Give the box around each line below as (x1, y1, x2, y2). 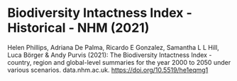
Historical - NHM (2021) (7, 20, 150, 36)
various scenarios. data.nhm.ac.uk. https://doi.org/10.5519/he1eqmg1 (7, 66, 209, 74)
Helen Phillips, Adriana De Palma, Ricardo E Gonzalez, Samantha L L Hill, (7, 43, 220, 51)
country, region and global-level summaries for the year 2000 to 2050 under (7, 58, 231, 66)
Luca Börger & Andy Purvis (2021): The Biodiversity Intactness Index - (7, 51, 212, 59)
